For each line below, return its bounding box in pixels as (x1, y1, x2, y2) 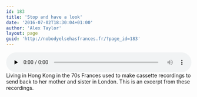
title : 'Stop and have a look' (6, 14, 83, 20)
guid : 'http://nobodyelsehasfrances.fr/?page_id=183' (6, 36, 141, 42)
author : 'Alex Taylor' (6, 25, 62, 31)
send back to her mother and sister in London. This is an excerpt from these (6, 78, 190, 85)
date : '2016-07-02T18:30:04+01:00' (6, 19, 94, 25)
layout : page (6, 31, 38, 36)
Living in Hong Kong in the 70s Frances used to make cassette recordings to (6, 72, 191, 79)
